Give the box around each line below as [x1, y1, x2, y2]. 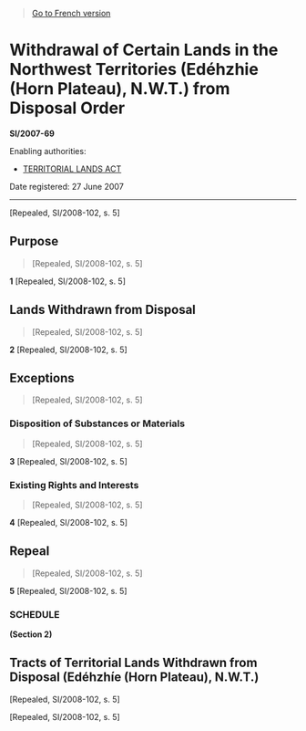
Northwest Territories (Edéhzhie [9, 59, 260, 80]
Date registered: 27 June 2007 [9, 181, 125, 192]
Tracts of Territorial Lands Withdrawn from [9, 655, 258, 671]
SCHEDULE [9, 608, 60, 621]
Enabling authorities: [9, 145, 87, 156]
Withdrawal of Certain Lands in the [9, 40, 279, 60]
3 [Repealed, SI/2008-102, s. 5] [9, 455, 127, 466]
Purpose [9, 234, 59, 249]
